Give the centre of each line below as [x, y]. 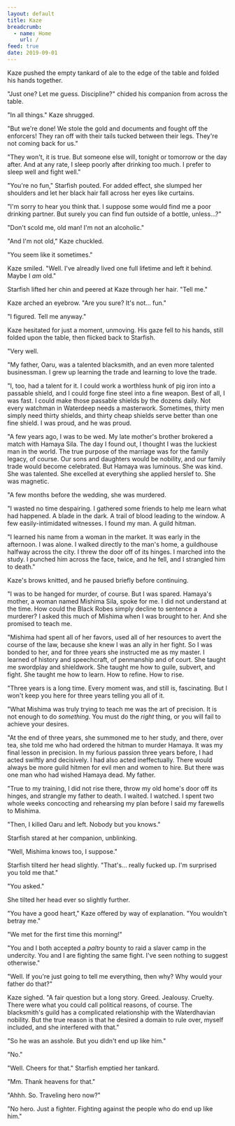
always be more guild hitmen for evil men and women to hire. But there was [116, 767]
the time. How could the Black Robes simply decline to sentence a [102, 609]
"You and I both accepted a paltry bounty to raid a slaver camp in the [107, 948]
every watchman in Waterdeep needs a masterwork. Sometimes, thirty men [116, 408]
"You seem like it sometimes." [50, 255]
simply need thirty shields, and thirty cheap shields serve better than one [113, 415]
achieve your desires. [38, 724]
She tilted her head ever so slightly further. [69, 900]
